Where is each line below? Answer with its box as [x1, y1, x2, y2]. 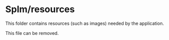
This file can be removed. [5, 30, 59, 36]
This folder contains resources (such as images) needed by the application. [5, 20, 164, 26]
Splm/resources [5, 4, 75, 15]
